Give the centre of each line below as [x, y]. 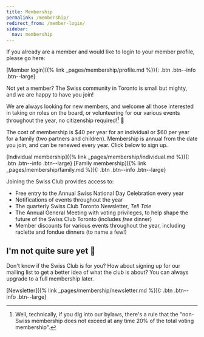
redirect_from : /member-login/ [46, 23]
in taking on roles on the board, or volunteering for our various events [93, 113]
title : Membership [29, 12]
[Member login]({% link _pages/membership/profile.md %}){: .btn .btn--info [101, 70]
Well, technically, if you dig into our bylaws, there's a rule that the [97, 314]
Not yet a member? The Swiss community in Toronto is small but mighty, [97, 88]
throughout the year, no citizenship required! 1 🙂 [65, 120]
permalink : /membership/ [38, 18]
